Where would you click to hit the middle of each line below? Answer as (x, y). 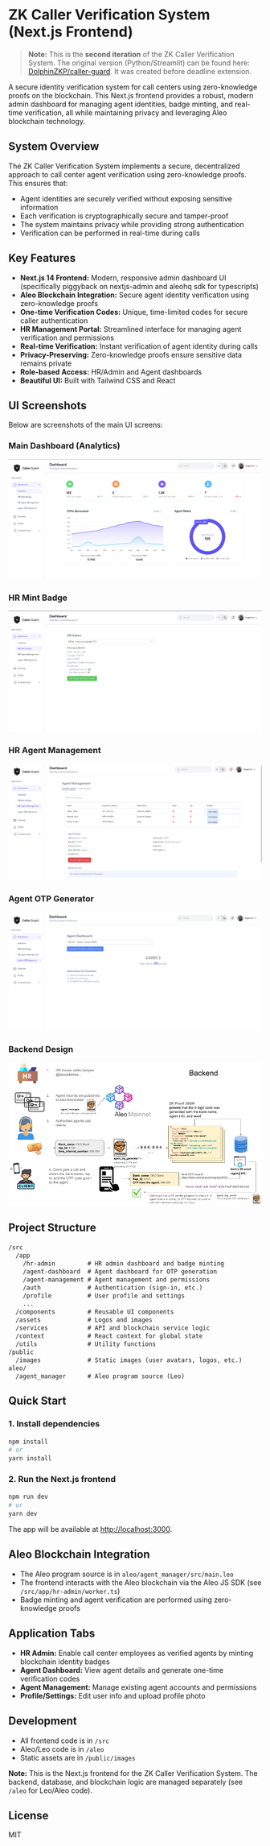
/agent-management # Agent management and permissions (117, 1279)
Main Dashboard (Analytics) (64, 446)
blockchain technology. (47, 121)
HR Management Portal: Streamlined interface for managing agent (131, 329)
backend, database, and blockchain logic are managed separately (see (126, 1782)
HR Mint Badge (38, 598)
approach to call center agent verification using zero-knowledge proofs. (127, 174)
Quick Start (37, 1401)
